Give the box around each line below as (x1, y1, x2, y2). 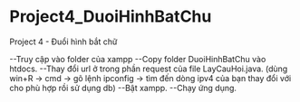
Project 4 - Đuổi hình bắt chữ (9, 36, 118, 47)
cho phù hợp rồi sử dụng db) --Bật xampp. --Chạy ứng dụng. (9, 82, 237, 93)
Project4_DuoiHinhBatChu (9, 6, 212, 27)
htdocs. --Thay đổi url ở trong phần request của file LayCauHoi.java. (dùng (9, 63, 288, 74)
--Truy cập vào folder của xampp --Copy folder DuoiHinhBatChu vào (9, 53, 266, 64)
